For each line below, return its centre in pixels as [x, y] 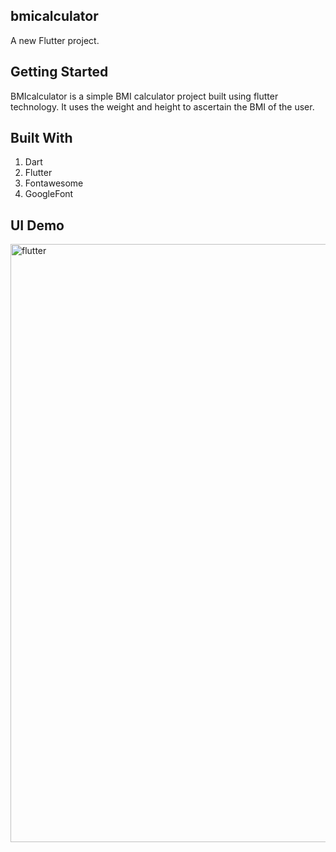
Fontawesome [54, 183]
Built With [41, 138]
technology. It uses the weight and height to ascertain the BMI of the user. [162, 106]
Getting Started [59, 72]
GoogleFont [49, 194]
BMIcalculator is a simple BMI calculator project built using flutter [144, 96]
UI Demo [37, 225]
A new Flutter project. [55, 40]
